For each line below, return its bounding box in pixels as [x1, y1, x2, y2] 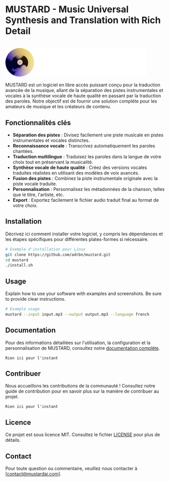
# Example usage [5, 306, 40, 312]
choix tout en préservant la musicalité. [12, 159, 93, 165]
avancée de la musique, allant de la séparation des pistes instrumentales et [5, 87, 163, 93]
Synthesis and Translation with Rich [5, 14, 161, 26]
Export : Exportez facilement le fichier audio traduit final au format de [12, 197, 159, 203]
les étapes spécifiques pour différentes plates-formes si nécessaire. [5, 236, 149, 242]
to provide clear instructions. [5, 296, 66, 302]
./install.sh [5, 263, 33, 268]
